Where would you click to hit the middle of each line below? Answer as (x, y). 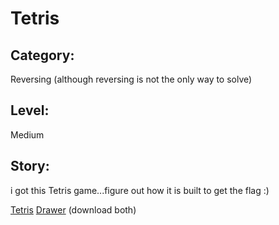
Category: (42, 55)
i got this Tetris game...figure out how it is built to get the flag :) (140, 190)
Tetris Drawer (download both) (73, 209)
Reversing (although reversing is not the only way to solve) (131, 79)
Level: (30, 110)
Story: (30, 166)
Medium (27, 134)
